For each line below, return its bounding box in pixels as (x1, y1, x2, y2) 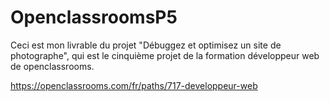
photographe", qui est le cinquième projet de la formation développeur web (10, 49, 320, 61)
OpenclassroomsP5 (10, 6, 178, 29)
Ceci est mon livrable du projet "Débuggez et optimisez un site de (10, 39, 282, 51)
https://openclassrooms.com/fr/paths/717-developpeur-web (10, 79, 258, 91)
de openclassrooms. (10, 60, 95, 72)
